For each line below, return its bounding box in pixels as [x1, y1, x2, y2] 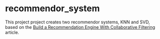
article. [5, 29, 19, 35]
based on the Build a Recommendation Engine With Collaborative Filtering [5, 24, 156, 30]
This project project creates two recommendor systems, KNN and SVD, [5, 19, 150, 25]
